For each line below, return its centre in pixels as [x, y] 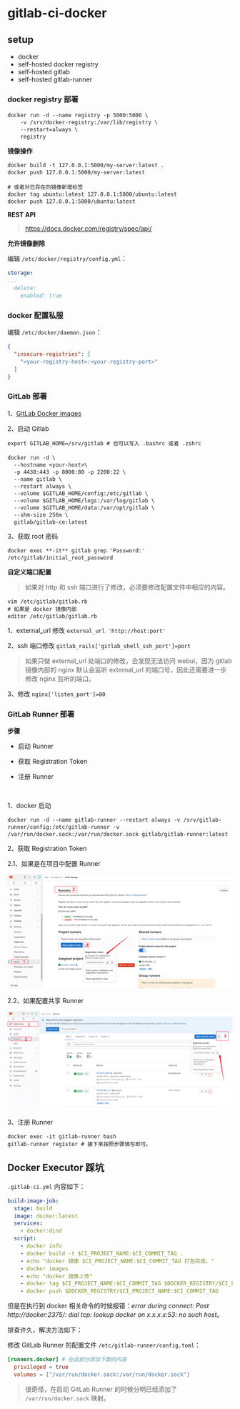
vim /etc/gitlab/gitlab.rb [47, 602]
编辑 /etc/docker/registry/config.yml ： [67, 259]
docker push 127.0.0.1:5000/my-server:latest [76, 173]
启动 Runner [35, 746]
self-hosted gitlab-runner [55, 79]
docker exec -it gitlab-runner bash [62, 1136]
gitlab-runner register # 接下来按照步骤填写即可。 [79, 1144]
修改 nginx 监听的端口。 [60, 678]
